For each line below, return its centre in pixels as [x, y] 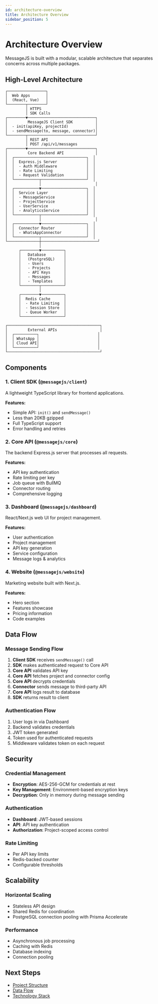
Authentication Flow [31, 710]
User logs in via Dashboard [41, 722]
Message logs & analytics [39, 559]
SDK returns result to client [41, 697]
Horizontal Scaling [28, 895]
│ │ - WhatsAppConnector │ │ [50, 233]
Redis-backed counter [35, 859]
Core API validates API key [40, 671]
